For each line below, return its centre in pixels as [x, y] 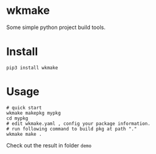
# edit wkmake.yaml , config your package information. [78, 124]
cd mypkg [17, 118]
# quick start [24, 107]
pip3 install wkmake [32, 68]
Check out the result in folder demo [49, 145]
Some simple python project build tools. [56, 27]
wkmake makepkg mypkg [34, 113]
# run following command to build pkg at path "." [72, 129]
